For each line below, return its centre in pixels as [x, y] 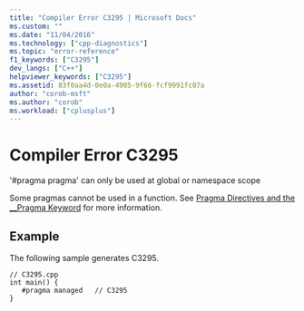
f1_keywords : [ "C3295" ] [54, 60]
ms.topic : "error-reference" [64, 52]
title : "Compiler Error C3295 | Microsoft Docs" [103, 18]
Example [34, 236]
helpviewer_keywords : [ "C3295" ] [70, 77]
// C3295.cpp [34, 275]
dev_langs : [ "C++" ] [46, 69]
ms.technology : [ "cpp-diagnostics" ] [78, 43]
